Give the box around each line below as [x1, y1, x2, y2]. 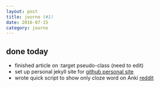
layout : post [6, 8, 38, 15]
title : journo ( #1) [6, 14, 54, 20]
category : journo [6, 25, 49, 31]
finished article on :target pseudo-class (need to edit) [14, 62, 144, 69]
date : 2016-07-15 [6, 19, 49, 25]
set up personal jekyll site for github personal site [14, 68, 134, 75]
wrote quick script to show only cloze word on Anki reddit [14, 74, 154, 82]
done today [6, 46, 49, 56]
